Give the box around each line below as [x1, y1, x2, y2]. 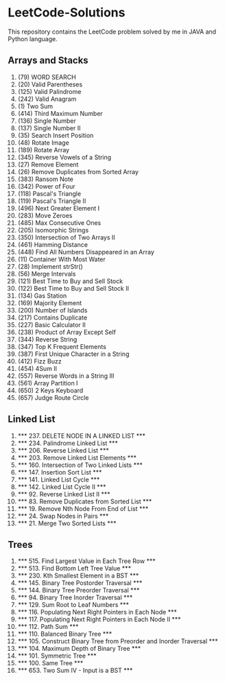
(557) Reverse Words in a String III [17, 372, 115, 380]
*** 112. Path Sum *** [17, 623, 79, 631]
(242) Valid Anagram [17, 95, 77, 103]
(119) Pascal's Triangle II [17, 197, 86, 205]
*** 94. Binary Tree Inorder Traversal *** [17, 593, 133, 601]
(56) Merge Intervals [17, 270, 76, 278]
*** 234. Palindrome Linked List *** [17, 439, 119, 447]
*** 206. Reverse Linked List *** [17, 446, 109, 454]
